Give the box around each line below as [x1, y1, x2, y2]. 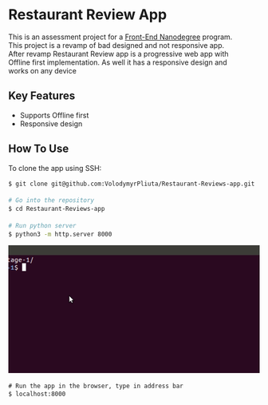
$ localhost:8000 [8, 390, 66, 399]
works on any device [8, 66, 77, 75]
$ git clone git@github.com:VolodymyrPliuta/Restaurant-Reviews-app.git [8, 180, 255, 188]
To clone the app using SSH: [8, 163, 102, 173]
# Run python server [8, 221, 77, 229]
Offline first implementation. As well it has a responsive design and [8, 58, 227, 67]
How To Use [8, 142, 69, 156]
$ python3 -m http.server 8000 [8, 230, 112, 238]
